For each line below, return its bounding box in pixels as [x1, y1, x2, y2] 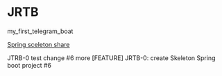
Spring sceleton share [7, 40, 71, 48]
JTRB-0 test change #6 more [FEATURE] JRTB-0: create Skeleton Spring [7, 53, 216, 62]
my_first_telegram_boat [7, 27, 74, 35]
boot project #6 [7, 61, 52, 69]
